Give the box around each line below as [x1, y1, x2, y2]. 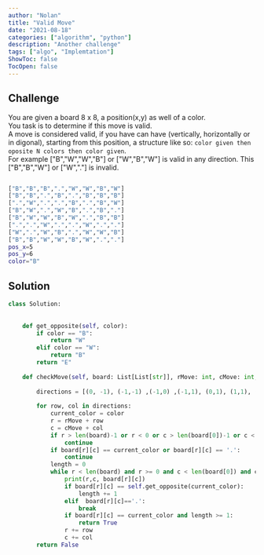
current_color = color [49, 410, 125, 418]
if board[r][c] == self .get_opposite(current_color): [64, 482, 244, 491]
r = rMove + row [49, 417, 104, 425]
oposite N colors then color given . [8, 146, 127, 155]
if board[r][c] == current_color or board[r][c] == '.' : [49, 446, 241, 454]
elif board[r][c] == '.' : [64, 497, 146, 505]
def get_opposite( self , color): [22, 322, 128, 330]
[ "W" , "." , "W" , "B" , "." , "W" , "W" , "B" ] [8, 228, 125, 236]
